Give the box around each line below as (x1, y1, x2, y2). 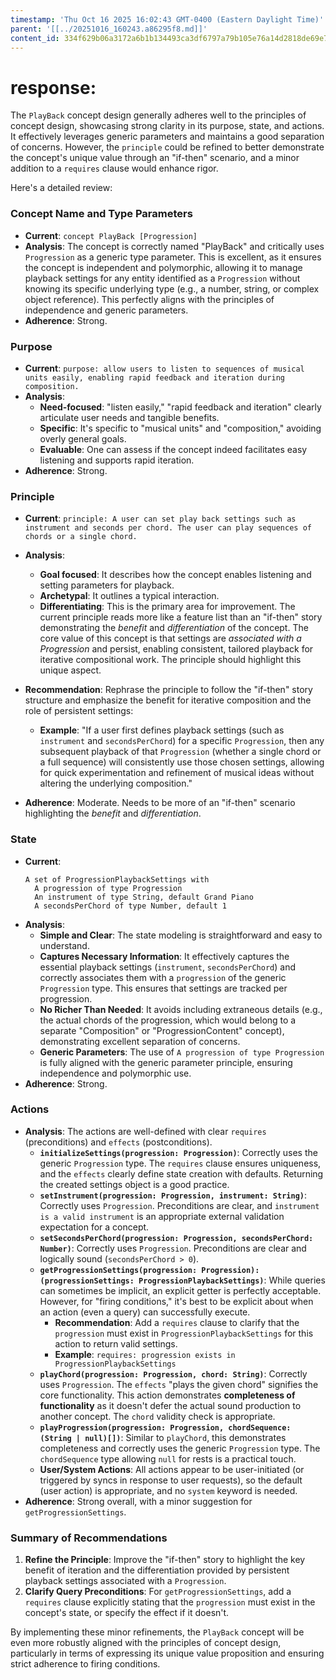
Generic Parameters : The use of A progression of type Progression (39, 1046, 325, 1058)
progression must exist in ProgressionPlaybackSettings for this (54, 1327, 314, 1339)
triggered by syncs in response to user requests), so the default (39, 1474, 303, 1486)
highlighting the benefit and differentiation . (24, 807, 202, 820)
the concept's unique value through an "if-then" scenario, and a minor (10, 152, 300, 164)
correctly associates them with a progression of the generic (39, 971, 287, 983)
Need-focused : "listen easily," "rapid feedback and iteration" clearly (39, 401, 322, 413)
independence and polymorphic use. (39, 1067, 192, 1079)
